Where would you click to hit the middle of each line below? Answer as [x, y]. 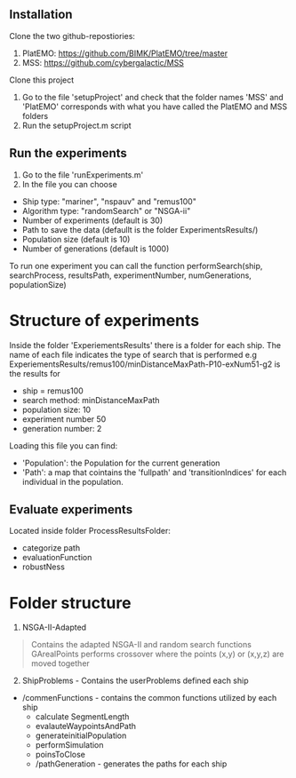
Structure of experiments [104, 320]
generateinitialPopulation [81, 735]
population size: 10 [56, 409]
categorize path [51, 548]
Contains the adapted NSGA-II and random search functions [141, 645]
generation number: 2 [62, 428]
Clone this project [42, 80]
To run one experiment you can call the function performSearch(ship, [136, 266]
